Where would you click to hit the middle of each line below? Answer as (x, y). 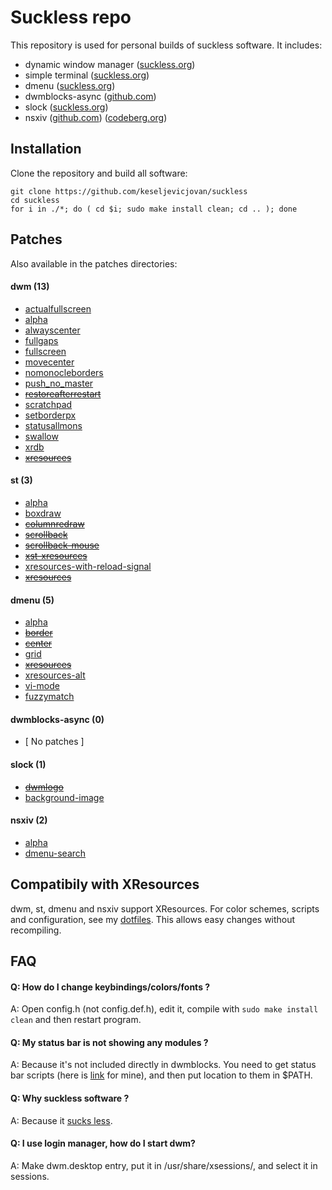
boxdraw (43, 513)
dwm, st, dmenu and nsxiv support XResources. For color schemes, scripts (165, 908)
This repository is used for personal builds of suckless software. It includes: (166, 45)
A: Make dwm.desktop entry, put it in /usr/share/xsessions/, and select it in (164, 1165)
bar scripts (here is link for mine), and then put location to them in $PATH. (161, 1075)
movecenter (49, 362)
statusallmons (53, 425)
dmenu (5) (32, 600)
